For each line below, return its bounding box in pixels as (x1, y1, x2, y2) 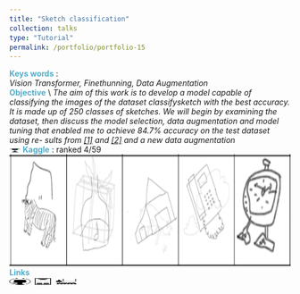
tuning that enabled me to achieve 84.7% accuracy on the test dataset (9, 125, 271, 136)
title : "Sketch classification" (9, 14, 129, 23)
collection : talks (9, 23, 78, 33)
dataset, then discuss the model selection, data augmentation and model (9, 116, 279, 127)
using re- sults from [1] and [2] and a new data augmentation (9, 135, 236, 146)
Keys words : (9, 68, 59, 80)
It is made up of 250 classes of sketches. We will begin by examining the (9, 106, 278, 117)
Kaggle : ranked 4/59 (21, 144, 102, 155)
